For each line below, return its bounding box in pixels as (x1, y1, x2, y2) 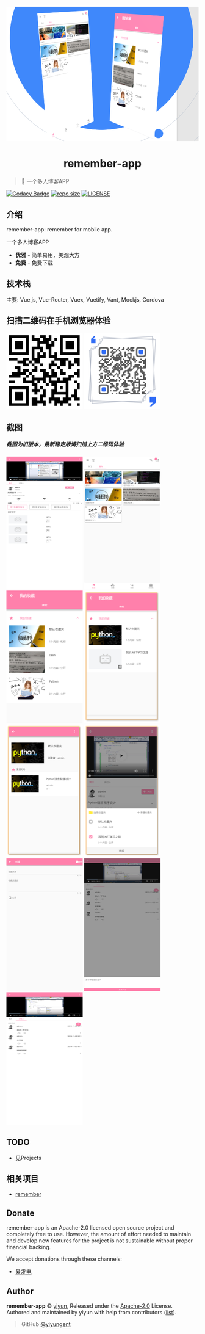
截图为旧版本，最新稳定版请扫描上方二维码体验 (6, 440, 124, 448)
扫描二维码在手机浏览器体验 (6, 316, 111, 326)
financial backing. (6, 1244, 51, 1251)
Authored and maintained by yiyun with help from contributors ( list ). (6, 1309, 177, 1316)
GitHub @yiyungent (21, 1321, 71, 1328)
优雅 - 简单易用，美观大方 (15, 252, 81, 258)
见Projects (15, 1154, 41, 1161)
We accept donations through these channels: (6, 1255, 122, 1263)
